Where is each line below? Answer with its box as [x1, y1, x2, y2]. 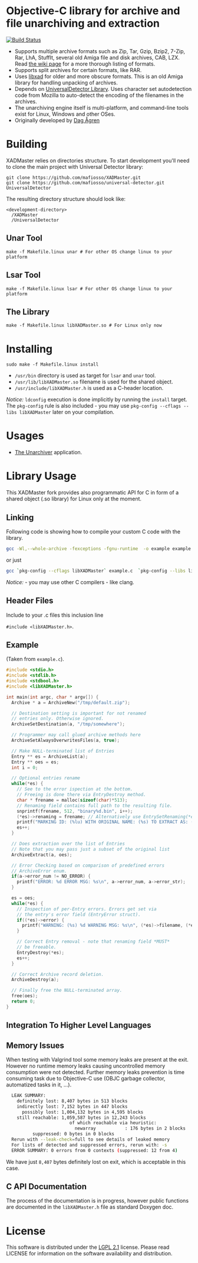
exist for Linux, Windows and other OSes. [14, 110, 115, 118]
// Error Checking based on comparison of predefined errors [11, 862, 165, 868]
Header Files [6, 595, 54, 606]
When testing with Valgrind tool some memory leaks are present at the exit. [6, 1056, 189, 1063]
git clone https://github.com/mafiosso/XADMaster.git [6, 174, 141, 181]
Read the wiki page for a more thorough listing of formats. [14, 60, 156, 67]
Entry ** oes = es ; [11, 759, 60, 765]
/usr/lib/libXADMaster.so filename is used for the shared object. [14, 378, 173, 385]
